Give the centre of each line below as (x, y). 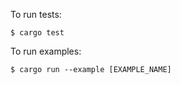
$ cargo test (37, 33)
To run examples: (46, 51)
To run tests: (36, 14)
